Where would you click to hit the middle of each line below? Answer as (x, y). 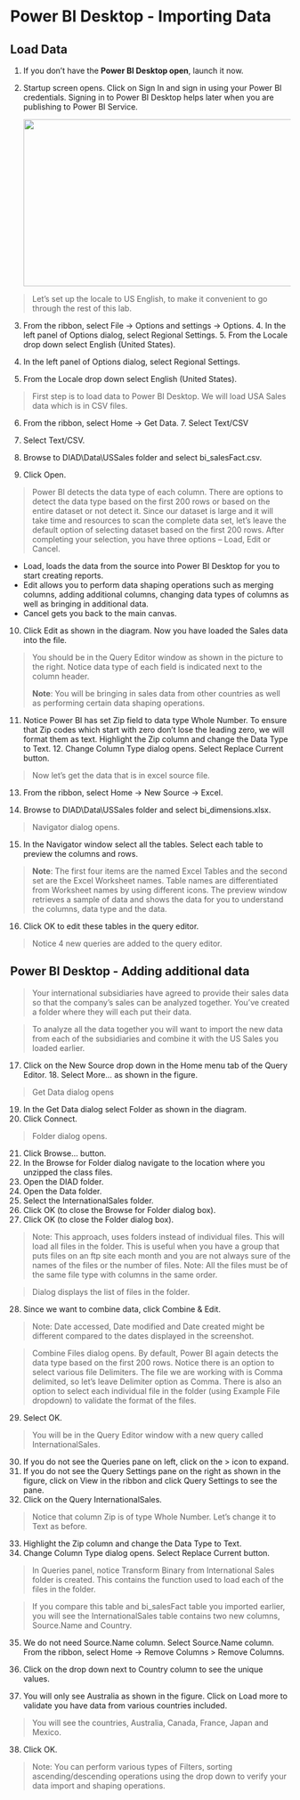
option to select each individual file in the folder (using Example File (156, 1390)
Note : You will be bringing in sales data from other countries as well (156, 693)
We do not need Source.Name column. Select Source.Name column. (148, 1642)
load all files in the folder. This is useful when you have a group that (155, 1246)
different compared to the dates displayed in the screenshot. (143, 1336)
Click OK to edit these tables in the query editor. (111, 926)
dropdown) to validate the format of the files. (114, 1400)
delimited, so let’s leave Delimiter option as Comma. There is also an (157, 1381)
